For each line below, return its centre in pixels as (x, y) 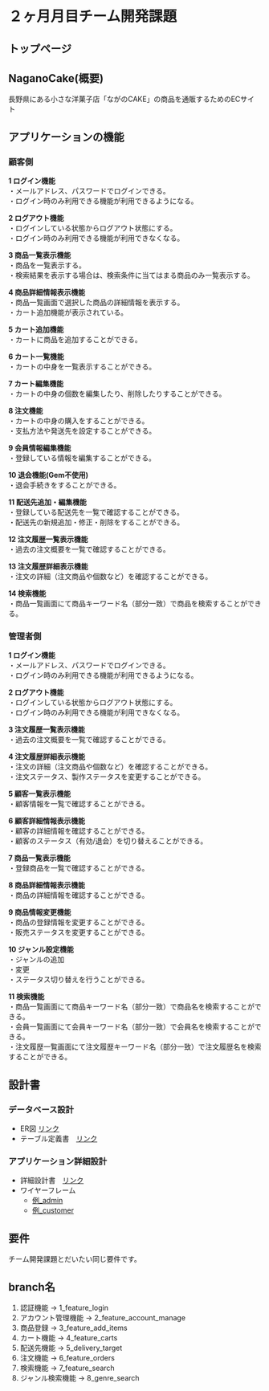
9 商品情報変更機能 (40, 912)
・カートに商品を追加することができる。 (75, 340)
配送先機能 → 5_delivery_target (71, 1348)
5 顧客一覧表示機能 (40, 794)
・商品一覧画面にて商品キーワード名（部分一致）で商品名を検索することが (131, 1007)
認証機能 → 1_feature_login (64, 1307)
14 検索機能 (27, 594)
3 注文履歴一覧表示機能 (47, 730)
